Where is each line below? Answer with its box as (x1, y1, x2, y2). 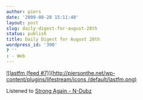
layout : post (6, 20, 39, 26)
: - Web (6, 53, 26, 59)
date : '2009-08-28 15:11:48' (6, 14, 79, 20)
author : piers (6, 8, 42, 15)
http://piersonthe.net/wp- (53, 69, 115, 76)
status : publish (6, 31, 47, 37)
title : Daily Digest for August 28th (6, 36, 101, 42)
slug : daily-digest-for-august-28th (6, 25, 98, 32)
